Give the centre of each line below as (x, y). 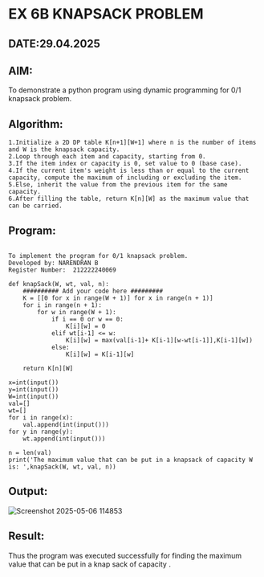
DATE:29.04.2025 (54, 44)
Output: (28, 491)
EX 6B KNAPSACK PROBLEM (106, 14)
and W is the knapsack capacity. (64, 149)
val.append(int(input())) (66, 425)
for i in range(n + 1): (63, 305)
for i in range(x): (41, 418)
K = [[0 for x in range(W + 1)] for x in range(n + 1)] (118, 298)
